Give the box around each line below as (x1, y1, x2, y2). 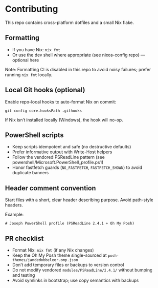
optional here (12, 57, 39, 63)
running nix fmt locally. (5, 72, 53, 78)
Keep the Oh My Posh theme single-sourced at (12, 252, 107, 258)
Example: (5, 211, 24, 218)
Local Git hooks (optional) (5, 86, 86, 94)
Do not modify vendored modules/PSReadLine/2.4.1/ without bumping (12, 267, 153, 273)
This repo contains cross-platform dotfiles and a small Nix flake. (5, 20, 134, 25)
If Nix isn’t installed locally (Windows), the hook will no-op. (5, 117, 123, 123)
